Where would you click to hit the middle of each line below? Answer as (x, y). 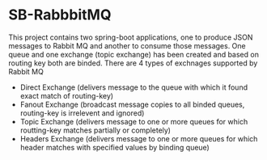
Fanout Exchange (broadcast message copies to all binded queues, (132, 104)
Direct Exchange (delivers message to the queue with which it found (134, 87)
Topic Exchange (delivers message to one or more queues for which (134, 121)
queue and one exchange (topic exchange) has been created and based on (133, 54)
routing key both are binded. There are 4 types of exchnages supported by (133, 63)
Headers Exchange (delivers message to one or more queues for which (139, 138)
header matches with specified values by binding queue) (115, 147)
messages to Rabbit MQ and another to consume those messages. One (127, 45)
